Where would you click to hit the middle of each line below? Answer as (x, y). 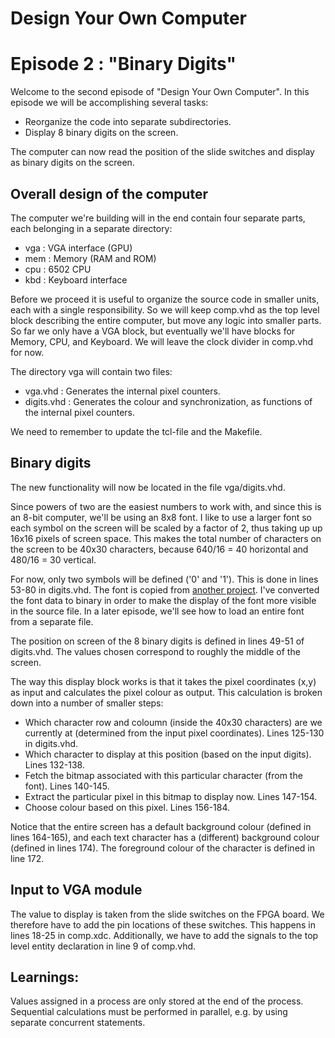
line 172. (27, 858)
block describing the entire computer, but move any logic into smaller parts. (166, 320)
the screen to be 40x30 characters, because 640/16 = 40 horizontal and (159, 549)
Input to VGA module (76, 890)
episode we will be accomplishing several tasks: (109, 103)
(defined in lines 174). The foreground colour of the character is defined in (162, 848)
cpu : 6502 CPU (58, 269)
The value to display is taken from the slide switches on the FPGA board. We (167, 914)
